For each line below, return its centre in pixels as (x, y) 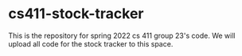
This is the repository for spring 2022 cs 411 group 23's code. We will (122, 35)
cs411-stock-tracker (76, 14)
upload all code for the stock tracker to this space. (91, 43)
